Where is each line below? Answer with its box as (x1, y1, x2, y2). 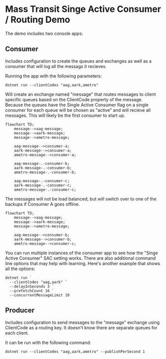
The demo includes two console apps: (5, 30, 83, 36)
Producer (5, 306, 35, 315)
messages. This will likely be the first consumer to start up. (5, 112, 125, 118)
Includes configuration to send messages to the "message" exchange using (5, 319, 160, 325)
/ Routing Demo (5, 14, 70, 25)
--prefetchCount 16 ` (9, 288, 55, 293)
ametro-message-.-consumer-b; (14, 170, 77, 175)
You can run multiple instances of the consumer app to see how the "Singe (5, 250, 158, 256)
